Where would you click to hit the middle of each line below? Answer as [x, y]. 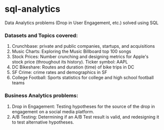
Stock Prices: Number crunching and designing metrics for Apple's [80, 57]
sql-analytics [32, 9]
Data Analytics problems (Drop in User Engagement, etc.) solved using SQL [82, 23]
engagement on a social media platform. [53, 111]
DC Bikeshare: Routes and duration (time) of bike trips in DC [73, 67]
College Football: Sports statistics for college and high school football [83, 78]
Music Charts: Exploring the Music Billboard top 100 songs [72, 51]
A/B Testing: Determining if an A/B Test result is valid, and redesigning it [85, 117]
